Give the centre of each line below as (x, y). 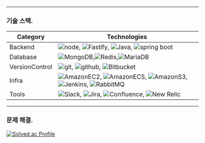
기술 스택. (20, 21)
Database (23, 57)
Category (31, 37)
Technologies (127, 37)
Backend (22, 47)
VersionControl (31, 67)
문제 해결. (20, 120)
